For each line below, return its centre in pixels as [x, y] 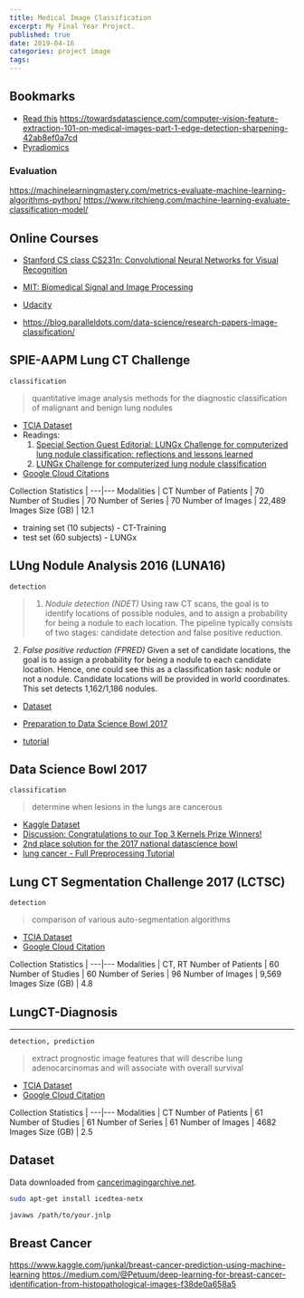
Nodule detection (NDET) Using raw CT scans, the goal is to [157, 603]
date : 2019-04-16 [42, 43]
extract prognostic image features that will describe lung [137, 1058]
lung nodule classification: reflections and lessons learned [144, 454]
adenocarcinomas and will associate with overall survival [138, 1067]
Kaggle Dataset [51, 824]
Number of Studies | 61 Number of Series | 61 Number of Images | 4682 [143, 1122]
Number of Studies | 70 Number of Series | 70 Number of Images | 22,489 [148, 500]
